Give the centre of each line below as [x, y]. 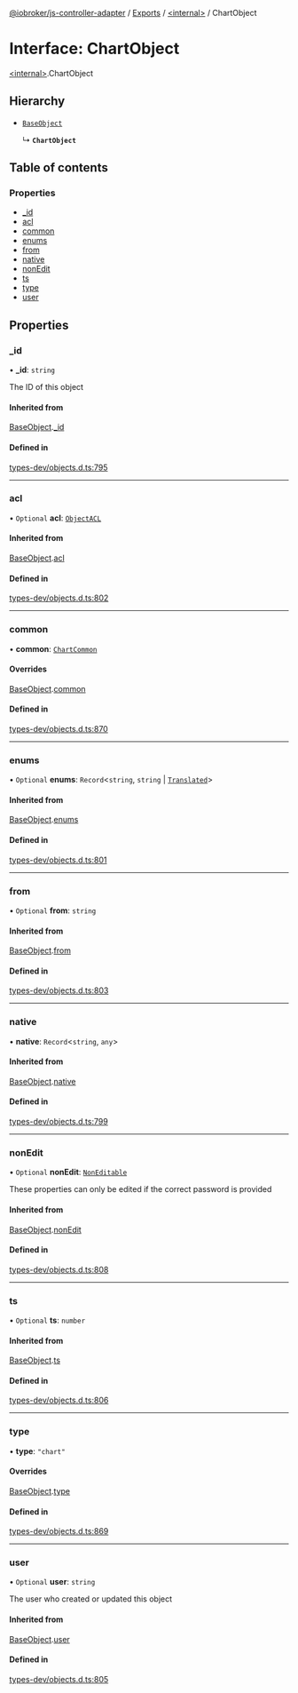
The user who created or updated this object [91, 1599]
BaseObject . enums [44, 820]
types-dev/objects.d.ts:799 [59, 1122]
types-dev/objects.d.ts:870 [59, 728]
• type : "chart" [37, 1451]
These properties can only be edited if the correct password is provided [141, 1189]
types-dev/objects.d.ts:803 [59, 990]
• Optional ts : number [47, 1320]
